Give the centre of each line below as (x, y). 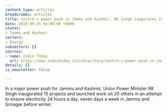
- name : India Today (27, 56)
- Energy (14, 42)
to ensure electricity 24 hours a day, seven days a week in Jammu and (77, 99)
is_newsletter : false (28, 70)
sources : (14, 51)
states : (13, 28)
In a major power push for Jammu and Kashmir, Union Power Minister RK (80, 88)
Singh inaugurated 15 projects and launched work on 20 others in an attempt (83, 94)
